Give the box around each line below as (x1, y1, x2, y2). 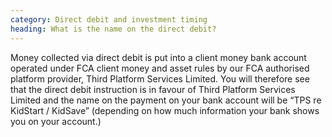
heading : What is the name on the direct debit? (10, 24, 217, 34)
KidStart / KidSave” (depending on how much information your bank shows (10, 104, 320, 116)
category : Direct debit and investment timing (10, 14, 208, 25)
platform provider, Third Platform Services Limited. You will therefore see (10, 72, 310, 85)
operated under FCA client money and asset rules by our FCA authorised (10, 62, 310, 74)
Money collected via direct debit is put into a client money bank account (10, 51, 307, 63)
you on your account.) (10, 115, 102, 127)
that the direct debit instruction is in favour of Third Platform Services (10, 83, 296, 95)
